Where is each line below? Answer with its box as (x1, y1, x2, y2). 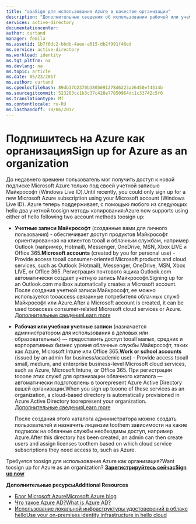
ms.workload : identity (6, 52, 61, 58)
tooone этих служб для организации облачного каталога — (14, 373, 163, 380)
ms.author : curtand (6, 80, 54, 85)
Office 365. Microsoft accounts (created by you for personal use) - (14, 249, 176, 256)
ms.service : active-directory (6, 47, 80, 53)
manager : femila (6, 36, 45, 42)
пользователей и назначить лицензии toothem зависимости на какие (14, 422, 188, 429)
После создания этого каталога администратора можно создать (14, 415, 177, 422)
